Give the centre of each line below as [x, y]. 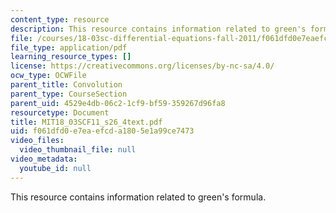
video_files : [37, 141]
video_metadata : [44, 159]
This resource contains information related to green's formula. [138, 197]
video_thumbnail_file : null [78, 150]
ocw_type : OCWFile [48, 76]
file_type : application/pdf [69, 47]
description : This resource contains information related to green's [158, 29]
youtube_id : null [55, 168]
